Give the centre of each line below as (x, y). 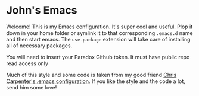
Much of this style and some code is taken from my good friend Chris (91, 75)
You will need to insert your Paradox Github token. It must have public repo (98, 57)
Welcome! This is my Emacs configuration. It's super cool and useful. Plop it (99, 27)
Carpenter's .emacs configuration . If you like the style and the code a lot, (96, 81)
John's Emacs (42, 10)
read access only (27, 63)
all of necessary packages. (39, 46)
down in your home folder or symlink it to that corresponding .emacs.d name (99, 33)
